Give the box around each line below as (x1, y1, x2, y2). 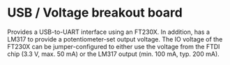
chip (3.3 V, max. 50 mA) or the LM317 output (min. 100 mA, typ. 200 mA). (7, 50, 220, 58)
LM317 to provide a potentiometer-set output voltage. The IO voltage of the (7, 35, 223, 43)
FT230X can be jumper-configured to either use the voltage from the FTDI (7, 42, 220, 50)
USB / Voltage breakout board (7, 5, 183, 21)
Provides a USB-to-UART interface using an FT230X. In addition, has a (7, 28, 210, 36)
